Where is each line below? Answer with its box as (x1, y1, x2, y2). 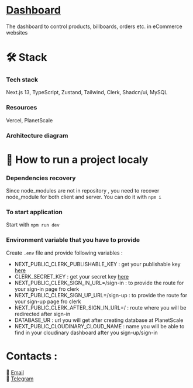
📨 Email (6, 369, 25, 376)
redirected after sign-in (14, 310, 71, 317)
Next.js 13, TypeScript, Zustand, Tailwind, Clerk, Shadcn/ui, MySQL (6, 89, 168, 96)
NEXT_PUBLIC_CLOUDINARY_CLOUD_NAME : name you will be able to (14, 322, 185, 329)
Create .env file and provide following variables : (6, 249, 123, 256)
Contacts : (6, 349, 58, 363)
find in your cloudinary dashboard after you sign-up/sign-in (14, 329, 158, 336)
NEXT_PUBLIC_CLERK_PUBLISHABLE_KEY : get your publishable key (14, 260, 181, 267)
